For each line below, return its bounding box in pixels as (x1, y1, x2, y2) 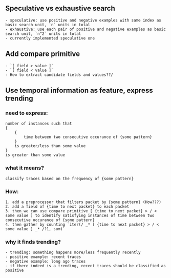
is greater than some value (5, 152, 66, 158)
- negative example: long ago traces (5, 259, 86, 264)
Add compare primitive (5, 50, 80, 58)
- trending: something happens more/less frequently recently (5, 250, 141, 255)
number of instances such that (5, 121, 72, 126)
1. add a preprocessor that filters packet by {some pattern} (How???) (5, 200, 161, 205)
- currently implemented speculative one (5, 35, 95, 41)
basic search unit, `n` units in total (5, 22, 91, 27)
